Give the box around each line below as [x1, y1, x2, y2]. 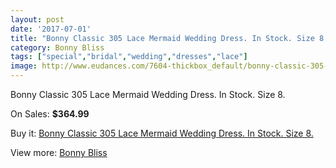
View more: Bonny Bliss [10, 147, 108, 158]
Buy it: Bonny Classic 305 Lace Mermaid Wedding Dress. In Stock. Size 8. [10, 127, 314, 139]
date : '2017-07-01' [10, 24, 92, 34]
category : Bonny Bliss [10, 42, 105, 53]
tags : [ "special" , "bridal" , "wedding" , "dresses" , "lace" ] [10, 52, 248, 62]
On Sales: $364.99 [10, 108, 90, 120]
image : [10, 61, 38, 71]
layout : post [10, 14, 65, 25]
